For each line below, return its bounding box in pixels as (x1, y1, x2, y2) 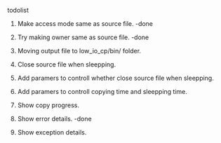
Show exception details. (17, 128, 87, 136)
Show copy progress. (17, 101, 79, 109)
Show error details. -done (17, 115, 93, 123)
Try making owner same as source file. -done (17, 33, 149, 41)
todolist (7, 6, 29, 14)
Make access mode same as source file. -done (17, 20, 153, 27)
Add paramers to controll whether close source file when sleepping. (17, 74, 214, 82)
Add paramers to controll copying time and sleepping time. (17, 88, 188, 95)
